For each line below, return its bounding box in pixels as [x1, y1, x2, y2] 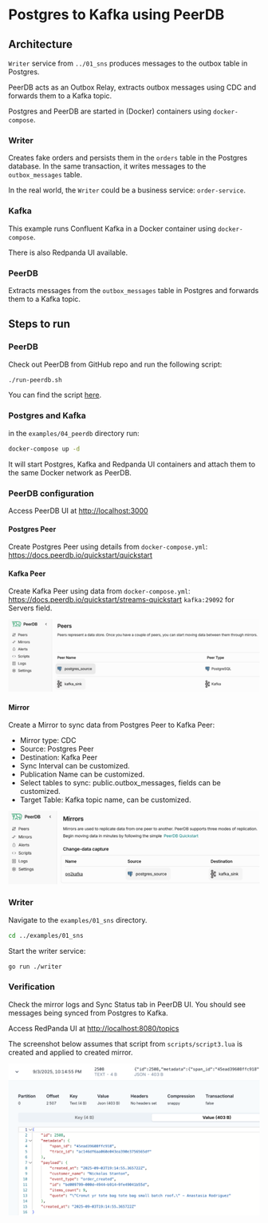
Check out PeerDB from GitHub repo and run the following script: [8, 359, 223, 369]
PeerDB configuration [8, 487, 94, 498]
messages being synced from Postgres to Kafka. [8, 1008, 169, 1018]
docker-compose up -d [8, 445, 81, 453]
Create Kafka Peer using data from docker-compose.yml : [8, 586, 191, 596]
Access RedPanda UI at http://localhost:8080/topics [8, 1023, 179, 1033]
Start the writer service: [8, 946, 86, 955]
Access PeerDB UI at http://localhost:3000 [8, 506, 149, 515]
